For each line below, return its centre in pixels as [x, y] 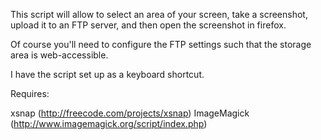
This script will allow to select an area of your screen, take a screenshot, [159, 14]
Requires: [30, 93]
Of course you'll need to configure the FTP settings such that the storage [161, 44]
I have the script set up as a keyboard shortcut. [107, 74]
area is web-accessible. [59, 55]
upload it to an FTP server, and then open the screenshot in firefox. [148, 25]
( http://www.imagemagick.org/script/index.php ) [109, 123]
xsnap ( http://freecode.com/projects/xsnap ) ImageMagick [130, 113]
